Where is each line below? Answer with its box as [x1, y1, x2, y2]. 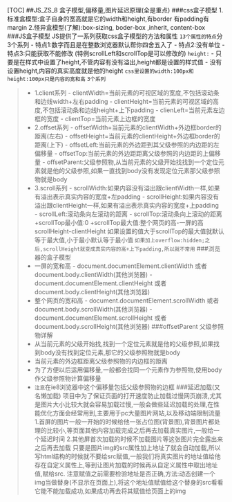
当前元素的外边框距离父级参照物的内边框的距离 [34, 357, 168, 365]
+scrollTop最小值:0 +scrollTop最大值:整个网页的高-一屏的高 [34, 219, 204, 226]
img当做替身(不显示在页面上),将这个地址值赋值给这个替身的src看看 [34, 478, 224, 486]
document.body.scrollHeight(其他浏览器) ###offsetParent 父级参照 [34, 323, 224, 330]
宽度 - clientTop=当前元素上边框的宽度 [46, 115, 156, 123]
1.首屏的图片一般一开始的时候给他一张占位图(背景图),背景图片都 [34, 418, 215, 426]
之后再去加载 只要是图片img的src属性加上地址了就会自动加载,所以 [34, 444, 221, 451]
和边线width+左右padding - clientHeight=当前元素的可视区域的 [34, 98, 213, 105]
